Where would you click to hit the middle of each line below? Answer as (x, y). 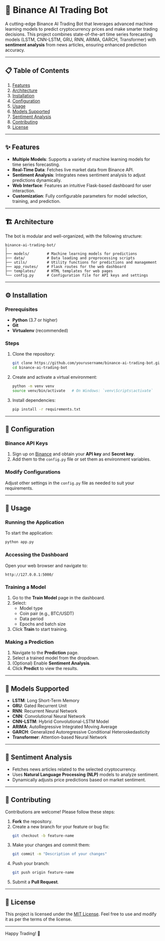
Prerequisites (21, 309)
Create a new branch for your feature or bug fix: (61, 826)
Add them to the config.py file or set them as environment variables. (82, 459)
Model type (31, 608)
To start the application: (29, 533)
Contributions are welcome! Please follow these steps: (60, 812)
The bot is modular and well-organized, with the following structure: (74, 236)
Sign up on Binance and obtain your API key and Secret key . (73, 454)
